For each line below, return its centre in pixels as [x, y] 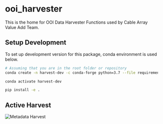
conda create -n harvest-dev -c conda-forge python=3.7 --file [70, 73]
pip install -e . [23, 90]
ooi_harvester [34, 9]
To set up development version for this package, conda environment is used [81, 54]
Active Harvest [28, 105]
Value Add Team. [22, 27]
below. [12, 59]
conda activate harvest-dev [33, 81]
